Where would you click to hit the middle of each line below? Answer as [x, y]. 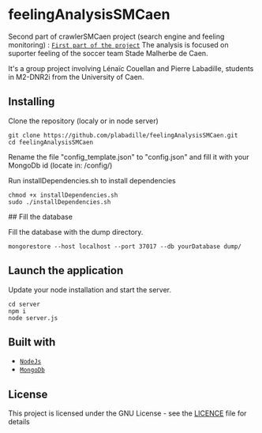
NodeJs [30, 362]
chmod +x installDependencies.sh [63, 195]
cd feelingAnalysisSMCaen [51, 142]
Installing [32, 102]
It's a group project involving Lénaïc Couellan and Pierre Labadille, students [131, 68]
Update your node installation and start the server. [90, 289]
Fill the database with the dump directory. [76, 232]
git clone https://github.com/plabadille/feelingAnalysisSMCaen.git [123, 135]
